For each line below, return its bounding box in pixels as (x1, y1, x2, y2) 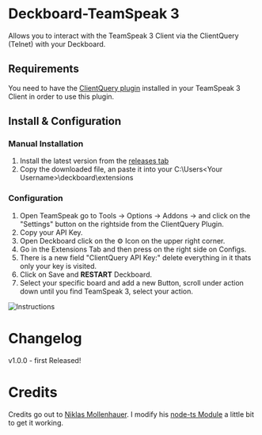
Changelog (8, 329, 82, 347)
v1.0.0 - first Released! (8, 355, 82, 365)
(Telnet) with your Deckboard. (8, 39, 106, 48)
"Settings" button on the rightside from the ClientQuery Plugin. (19, 219, 224, 229)
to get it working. (8, 418, 64, 427)
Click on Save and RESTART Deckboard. (19, 270, 153, 279)
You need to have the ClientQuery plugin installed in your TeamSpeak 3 (8, 83, 241, 93)
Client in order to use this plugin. (8, 92, 115, 101)
